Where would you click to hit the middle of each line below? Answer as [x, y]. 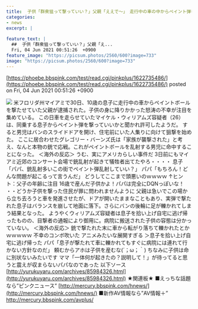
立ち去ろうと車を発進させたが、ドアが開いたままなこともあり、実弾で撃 [99, 198]
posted [178, 84]
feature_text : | [26, 39]
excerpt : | [19, 28]
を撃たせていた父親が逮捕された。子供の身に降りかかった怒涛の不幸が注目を [99, 110]
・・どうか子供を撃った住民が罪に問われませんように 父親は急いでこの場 [94, 191]
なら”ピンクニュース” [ [33, 285]
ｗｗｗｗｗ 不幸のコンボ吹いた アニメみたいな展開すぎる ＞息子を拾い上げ [96, 235]
